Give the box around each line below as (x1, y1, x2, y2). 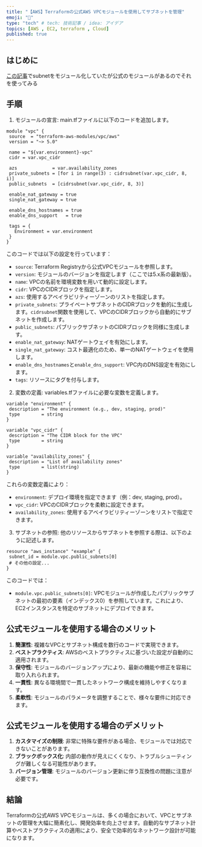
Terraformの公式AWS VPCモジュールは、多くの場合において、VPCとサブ (6, 811, 187, 819)
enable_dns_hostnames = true (8, 207, 83, 213)
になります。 (6, 834, 38, 842)
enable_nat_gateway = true (8, 191, 77, 198)
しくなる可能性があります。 (31, 760, 99, 767)
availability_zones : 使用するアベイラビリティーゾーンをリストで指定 (14, 508, 188, 516)
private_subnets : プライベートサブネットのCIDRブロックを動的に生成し (14, 301, 193, 308)
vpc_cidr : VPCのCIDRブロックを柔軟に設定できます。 (14, 501, 148, 508)
